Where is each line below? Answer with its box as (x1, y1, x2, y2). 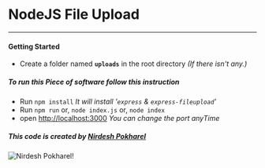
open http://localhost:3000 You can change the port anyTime (19, 114, 220, 123)
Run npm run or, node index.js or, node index (19, 105, 166, 115)
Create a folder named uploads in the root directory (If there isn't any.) (19, 59, 248, 68)
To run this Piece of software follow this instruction (8, 77, 180, 86)
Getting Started (8, 42, 61, 51)
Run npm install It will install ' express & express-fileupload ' (19, 97, 217, 107)
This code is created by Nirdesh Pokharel (8, 131, 147, 141)
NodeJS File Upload (8, 5, 140, 24)
